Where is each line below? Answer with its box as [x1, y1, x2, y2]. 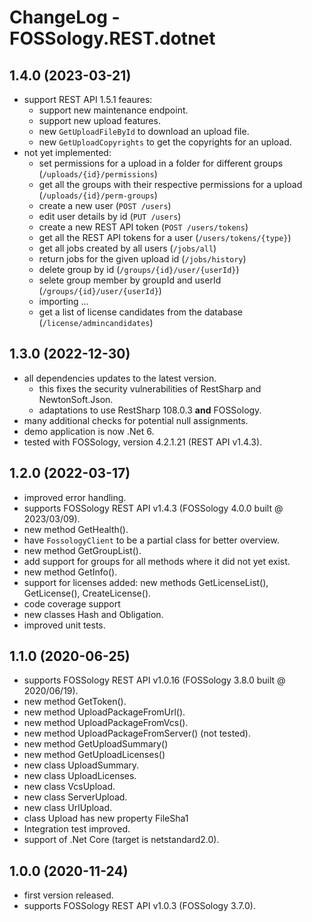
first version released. [23, 889, 114, 901]
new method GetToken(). [23, 696, 127, 708]
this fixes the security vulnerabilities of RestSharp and [38, 382, 262, 395]
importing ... [38, 296, 89, 307]
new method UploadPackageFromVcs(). [23, 717, 189, 729]
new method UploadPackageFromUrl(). [23, 706, 186, 718]
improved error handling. [23, 491, 127, 503]
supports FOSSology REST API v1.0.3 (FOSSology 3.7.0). [23, 900, 256, 912]
